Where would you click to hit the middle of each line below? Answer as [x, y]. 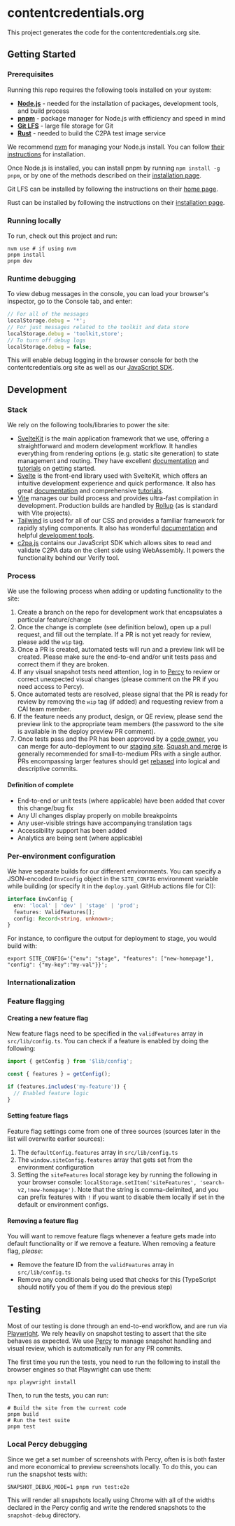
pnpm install [26, 255]
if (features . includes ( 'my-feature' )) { [67, 1087]
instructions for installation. [47, 154]
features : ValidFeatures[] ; [55, 912]
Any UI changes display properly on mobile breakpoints [97, 815]
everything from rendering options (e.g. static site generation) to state [118, 453]
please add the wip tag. [51, 642]
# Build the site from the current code [67, 1408]
